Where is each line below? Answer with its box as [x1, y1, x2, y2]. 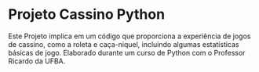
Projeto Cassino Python [8, 5, 166, 23]
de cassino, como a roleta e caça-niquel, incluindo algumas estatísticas [8, 39, 239, 49]
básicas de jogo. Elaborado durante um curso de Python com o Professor [8, 48, 246, 57]
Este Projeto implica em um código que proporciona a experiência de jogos [8, 31, 251, 41]
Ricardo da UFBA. [8, 56, 66, 66]
